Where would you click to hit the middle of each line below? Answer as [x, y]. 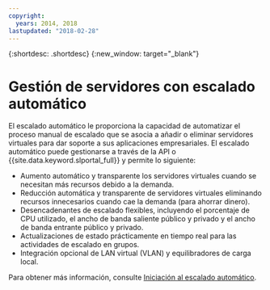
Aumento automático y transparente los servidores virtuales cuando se [138, 176]
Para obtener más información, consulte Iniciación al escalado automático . [133, 277]
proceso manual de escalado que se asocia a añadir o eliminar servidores [131, 135]
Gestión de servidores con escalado [132, 86]
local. [29, 262]
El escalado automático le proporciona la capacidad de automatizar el [124, 126]
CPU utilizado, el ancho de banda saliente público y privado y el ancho [138, 219]
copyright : [27, 16]
